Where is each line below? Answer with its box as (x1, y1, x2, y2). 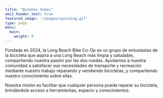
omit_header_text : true (5, 12, 54, 16)
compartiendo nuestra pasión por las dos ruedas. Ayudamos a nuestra (5, 57, 146, 63)
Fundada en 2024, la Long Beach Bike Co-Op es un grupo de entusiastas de (5, 47, 158, 53)
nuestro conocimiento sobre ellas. (5, 73, 73, 79)
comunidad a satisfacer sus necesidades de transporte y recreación (5, 62, 142, 68)
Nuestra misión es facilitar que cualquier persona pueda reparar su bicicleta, (5, 82, 159, 88)
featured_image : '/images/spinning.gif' (5, 16, 89, 21)
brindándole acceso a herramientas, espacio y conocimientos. (5, 87, 130, 93)
